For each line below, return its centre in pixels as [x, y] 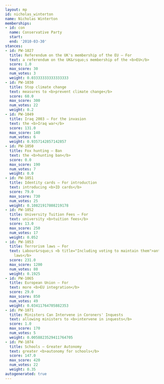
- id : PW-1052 [20, 210]
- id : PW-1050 [20, 146]
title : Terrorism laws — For [39, 246]
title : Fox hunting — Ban [36, 151]
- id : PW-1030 [20, 82]
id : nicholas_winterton [29, 14]
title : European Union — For [39, 283]
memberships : [18, 23]
